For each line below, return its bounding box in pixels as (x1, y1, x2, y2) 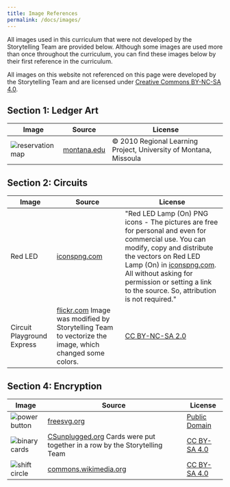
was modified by (56, 314, 110, 324)
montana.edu (62, 145, 106, 155)
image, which (56, 340, 100, 349)
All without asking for (125, 269, 193, 278)
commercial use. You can (125, 234, 207, 244)
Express (10, 340, 37, 349)
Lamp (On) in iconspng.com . (125, 260, 217, 270)
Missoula (112, 153, 142, 163)
